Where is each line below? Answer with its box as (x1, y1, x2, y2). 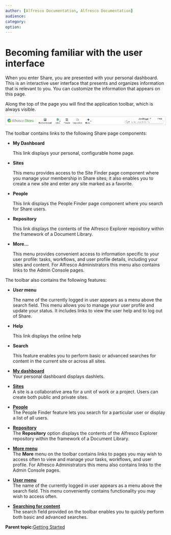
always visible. (5, 106, 36, 112)
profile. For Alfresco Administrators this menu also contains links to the (12, 462, 161, 468)
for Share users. (12, 206, 47, 212)
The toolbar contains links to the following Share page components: (5, 130, 148, 136)
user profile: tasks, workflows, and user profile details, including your (12, 256, 158, 262)
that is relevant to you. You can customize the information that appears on (5, 86, 160, 92)
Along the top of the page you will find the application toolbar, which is (5, 101, 154, 107)
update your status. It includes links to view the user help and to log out (12, 308, 163, 314)
